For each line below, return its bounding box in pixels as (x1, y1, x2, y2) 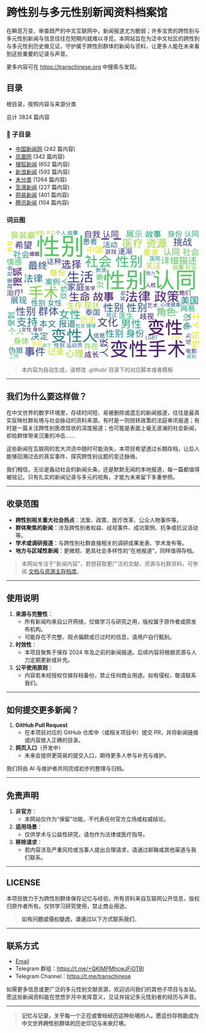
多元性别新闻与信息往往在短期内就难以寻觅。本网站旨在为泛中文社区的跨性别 (6, 34, 200, 42)
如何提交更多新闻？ (6, 705, 79, 715)
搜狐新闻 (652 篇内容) (15, 161, 71, 168)
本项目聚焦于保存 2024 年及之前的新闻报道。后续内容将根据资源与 (24, 648, 192, 656)
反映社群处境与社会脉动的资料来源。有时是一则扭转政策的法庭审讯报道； (11, 417, 194, 424)
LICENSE (6, 878, 41, 888)
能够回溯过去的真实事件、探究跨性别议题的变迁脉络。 (6, 452, 141, 460)
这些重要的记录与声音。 (11, 50, 71, 57)
